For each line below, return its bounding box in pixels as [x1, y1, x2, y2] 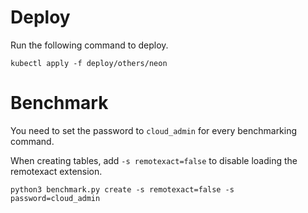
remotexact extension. [10, 165, 103, 177]
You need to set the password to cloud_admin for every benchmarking [10, 124, 298, 136]
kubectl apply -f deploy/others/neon [10, 58, 168, 68]
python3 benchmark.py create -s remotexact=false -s [10, 184, 235, 195]
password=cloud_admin [10, 193, 101, 203]
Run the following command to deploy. [10, 39, 169, 51]
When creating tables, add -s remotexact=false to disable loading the [10, 154, 298, 166]
